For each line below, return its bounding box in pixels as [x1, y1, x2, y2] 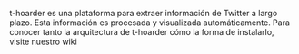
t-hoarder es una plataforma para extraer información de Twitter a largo [9, 8, 278, 18]
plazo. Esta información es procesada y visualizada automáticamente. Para [9, 17, 291, 28]
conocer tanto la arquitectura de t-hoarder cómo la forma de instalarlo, [9, 27, 274, 37]
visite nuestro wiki [9, 36, 77, 47]
